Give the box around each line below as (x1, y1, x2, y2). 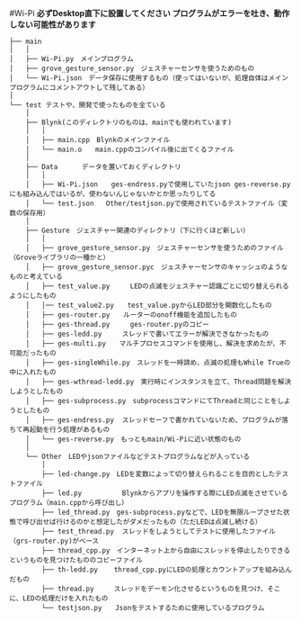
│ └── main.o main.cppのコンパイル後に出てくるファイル (25, 145, 235, 154)
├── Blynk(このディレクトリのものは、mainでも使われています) (25, 118, 232, 127)
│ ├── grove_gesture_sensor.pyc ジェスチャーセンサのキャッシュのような (25, 263, 288, 272)
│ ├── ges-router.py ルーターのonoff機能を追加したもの (25, 310, 238, 319)
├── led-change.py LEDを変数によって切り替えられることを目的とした (41, 470, 276, 479)
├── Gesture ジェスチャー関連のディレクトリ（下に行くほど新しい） (25, 226, 250, 235)
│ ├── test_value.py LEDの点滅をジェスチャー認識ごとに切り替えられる (25, 282, 289, 291)
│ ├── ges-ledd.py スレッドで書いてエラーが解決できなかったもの (25, 329, 270, 338)
